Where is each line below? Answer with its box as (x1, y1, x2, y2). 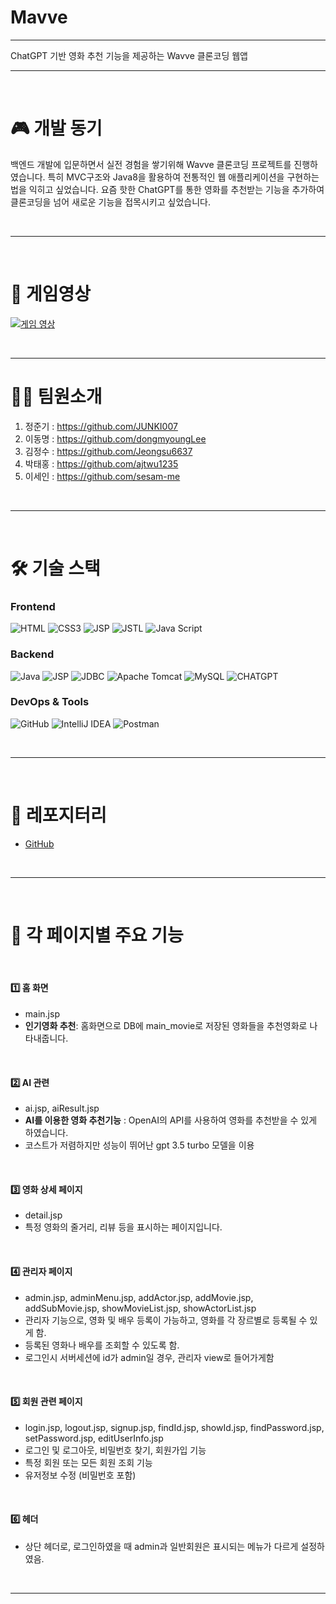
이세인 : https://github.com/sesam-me (24, 470, 181, 482)
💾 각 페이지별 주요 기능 (10, 924, 184, 946)
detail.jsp (24, 1209, 63, 1221)
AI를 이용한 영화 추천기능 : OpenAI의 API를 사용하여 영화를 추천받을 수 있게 (24, 1114, 318, 1126)
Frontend (10, 599, 56, 613)
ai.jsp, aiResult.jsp (24, 1102, 100, 1115)
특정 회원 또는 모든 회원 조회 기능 (24, 1456, 153, 1468)
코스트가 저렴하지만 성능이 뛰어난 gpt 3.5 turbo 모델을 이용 (24, 1139, 255, 1151)
